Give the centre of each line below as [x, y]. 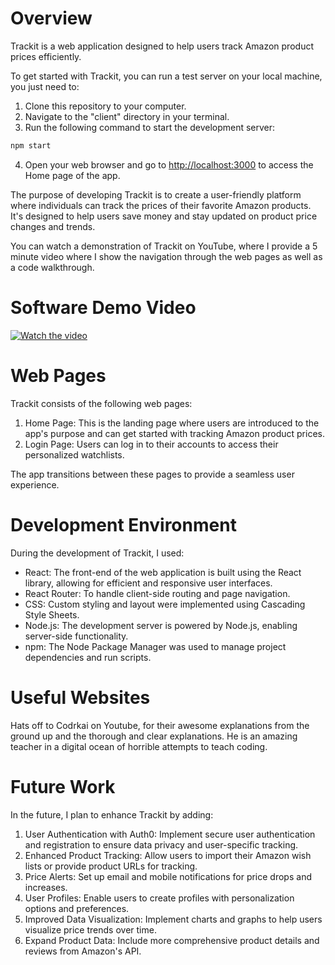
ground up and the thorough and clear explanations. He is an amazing [154, 736]
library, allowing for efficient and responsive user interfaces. [148, 583]
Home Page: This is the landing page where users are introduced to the [172, 423]
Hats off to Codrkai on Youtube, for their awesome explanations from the [160, 725]
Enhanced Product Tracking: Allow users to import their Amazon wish [168, 855]
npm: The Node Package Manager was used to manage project [155, 646]
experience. [35, 484]
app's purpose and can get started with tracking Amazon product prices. [174, 433]
